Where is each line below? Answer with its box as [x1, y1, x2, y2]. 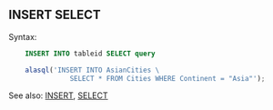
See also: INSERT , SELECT [8, 90, 108, 101]
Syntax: [8, 31, 37, 42]
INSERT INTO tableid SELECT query [25, 49, 156, 58]
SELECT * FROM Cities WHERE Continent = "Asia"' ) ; [69, 74, 266, 83]
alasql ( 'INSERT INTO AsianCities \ [25, 65, 160, 75]
